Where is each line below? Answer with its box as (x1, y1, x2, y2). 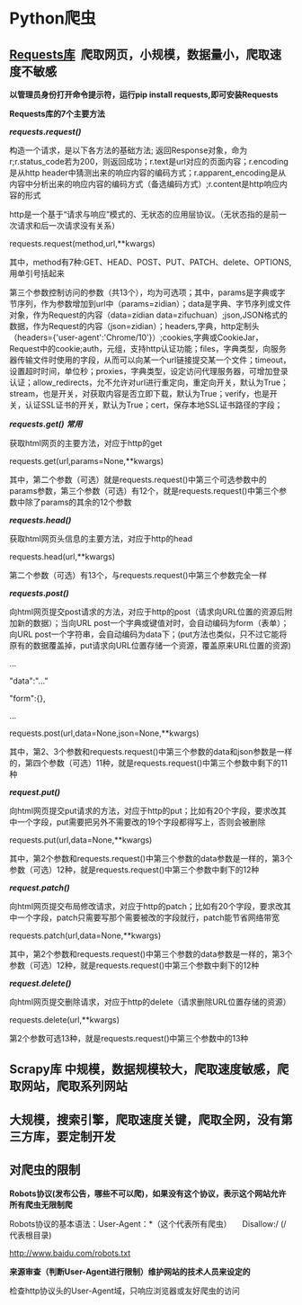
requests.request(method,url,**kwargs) (9, 238, 155, 248)
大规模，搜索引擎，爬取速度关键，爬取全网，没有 (9, 1112, 281, 1127)
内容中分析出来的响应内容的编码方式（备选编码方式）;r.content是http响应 (9, 179, 280, 189)
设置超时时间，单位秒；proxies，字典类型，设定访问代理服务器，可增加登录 (9, 366, 289, 376)
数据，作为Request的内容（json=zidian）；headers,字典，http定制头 (9, 321, 260, 331)
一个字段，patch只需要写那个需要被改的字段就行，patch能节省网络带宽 (16, 912, 280, 923)
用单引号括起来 (9, 268, 65, 279)
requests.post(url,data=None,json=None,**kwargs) (9, 728, 200, 738)
